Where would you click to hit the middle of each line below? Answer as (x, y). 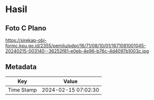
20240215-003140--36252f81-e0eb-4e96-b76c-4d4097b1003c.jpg (77, 51)
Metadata (21, 67)
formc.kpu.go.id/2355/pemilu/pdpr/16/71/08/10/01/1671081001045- (76, 46)
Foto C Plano (26, 28)
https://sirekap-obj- (26, 40)
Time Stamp (23, 90)
